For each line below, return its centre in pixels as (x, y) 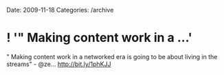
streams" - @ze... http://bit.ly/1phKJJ (59, 64)
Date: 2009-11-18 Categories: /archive (60, 10)
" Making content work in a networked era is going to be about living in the (112, 56)
